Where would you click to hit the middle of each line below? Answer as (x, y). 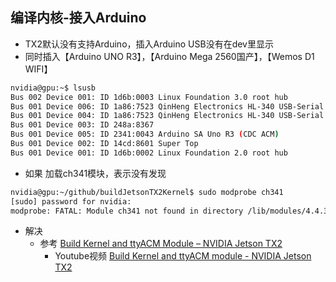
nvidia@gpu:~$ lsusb (53, 88)
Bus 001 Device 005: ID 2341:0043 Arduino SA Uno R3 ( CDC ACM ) (145, 134)
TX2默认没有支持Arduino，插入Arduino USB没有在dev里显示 (149, 44)
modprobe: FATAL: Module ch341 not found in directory (127, 211)
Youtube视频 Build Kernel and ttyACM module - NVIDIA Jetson (183, 256)
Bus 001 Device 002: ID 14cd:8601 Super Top (104, 144)
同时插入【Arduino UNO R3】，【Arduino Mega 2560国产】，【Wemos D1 (169, 56)
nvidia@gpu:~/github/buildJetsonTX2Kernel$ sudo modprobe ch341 (147, 192)
